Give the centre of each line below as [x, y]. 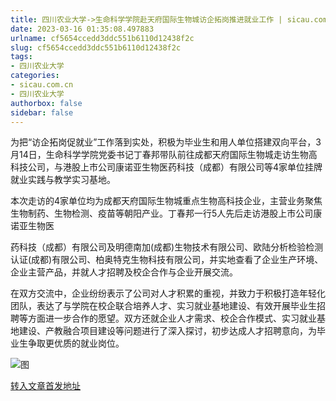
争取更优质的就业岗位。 [76, 343]
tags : [21, 57]
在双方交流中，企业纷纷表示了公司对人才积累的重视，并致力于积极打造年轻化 [168, 293]
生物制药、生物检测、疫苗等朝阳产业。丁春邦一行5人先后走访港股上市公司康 [166, 213]
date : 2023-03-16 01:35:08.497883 [82, 29]
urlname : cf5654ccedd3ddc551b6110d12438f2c [102, 38]
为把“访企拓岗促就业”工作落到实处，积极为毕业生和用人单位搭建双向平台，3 [166, 142]
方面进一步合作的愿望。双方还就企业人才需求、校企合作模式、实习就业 [172, 318]
